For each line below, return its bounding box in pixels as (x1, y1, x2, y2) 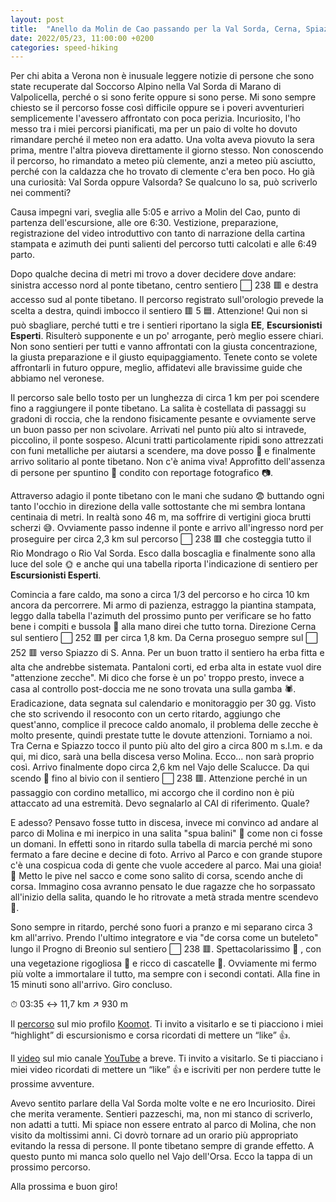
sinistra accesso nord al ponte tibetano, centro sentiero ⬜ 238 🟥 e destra (10, 279, 319, 291)
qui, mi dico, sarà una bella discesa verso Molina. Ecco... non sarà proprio (10, 751, 315, 763)
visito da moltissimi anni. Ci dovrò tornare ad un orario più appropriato (10, 1129, 299, 1141)
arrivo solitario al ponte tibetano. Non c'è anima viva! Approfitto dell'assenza (10, 456, 326, 468)
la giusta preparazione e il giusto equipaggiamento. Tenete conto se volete (10, 351, 318, 363)
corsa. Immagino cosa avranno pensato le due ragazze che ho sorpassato (10, 881, 316, 893)
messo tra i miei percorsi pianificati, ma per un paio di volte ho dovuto (10, 123, 298, 135)
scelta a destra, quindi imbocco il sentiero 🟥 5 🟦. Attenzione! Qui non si (10, 305, 308, 317)
